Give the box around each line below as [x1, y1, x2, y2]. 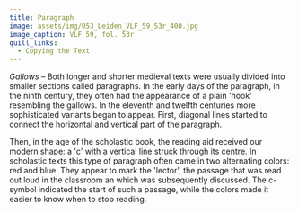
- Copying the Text [17, 47, 91, 56]
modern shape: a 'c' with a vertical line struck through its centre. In [9, 146, 258, 157]
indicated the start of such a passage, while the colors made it [38, 184, 269, 195]
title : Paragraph [9, 13, 74, 22]
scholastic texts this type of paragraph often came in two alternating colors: [9, 155, 290, 166]
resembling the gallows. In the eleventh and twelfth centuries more [9, 100, 256, 111]
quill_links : [9, 38, 58, 48]
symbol [9, 184, 37, 195]
